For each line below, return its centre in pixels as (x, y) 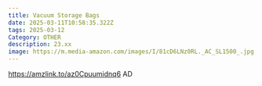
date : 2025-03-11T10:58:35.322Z (61, 23)
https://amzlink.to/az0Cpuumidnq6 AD (71, 74)
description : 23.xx (40, 45)
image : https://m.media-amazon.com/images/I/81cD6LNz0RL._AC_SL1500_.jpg (131, 52)
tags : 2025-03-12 (36, 30)
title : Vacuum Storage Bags (54, 15)
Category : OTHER (35, 37)
